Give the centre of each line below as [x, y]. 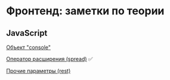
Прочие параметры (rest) [38, 71]
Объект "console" [29, 47]
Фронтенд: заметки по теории [85, 11]
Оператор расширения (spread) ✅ [50, 59]
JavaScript [27, 33]
